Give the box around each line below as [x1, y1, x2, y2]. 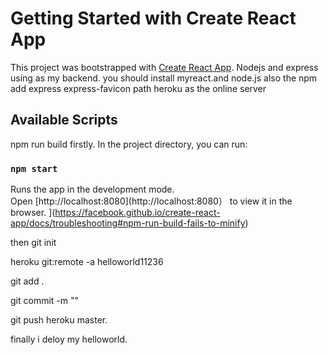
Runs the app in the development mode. [10, 183, 175, 196]
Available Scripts [10, 112, 118, 129]
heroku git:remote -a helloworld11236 [10, 256, 164, 268]
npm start [10, 163, 58, 174]
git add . [10, 275, 45, 287]
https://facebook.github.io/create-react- [54, 207, 221, 219]
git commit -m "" [10, 295, 80, 307]
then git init [10, 237, 57, 249]
